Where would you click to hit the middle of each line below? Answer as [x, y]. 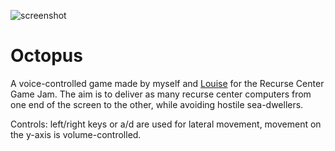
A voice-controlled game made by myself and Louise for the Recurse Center [167, 83]
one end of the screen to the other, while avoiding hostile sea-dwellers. [157, 104]
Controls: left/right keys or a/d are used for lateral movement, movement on [166, 124]
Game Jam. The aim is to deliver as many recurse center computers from [161, 94]
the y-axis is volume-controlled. [76, 134]
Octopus [46, 56]
